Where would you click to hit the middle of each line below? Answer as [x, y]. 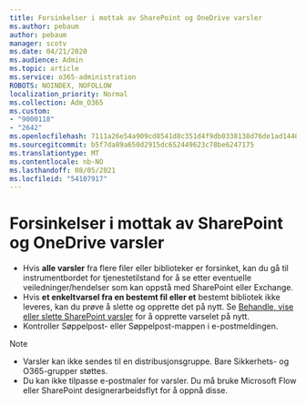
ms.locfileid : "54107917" [58, 178]
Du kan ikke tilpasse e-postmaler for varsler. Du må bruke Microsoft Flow [159, 381]
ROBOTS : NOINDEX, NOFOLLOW [61, 86]
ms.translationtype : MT [55, 153]
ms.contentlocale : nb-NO [56, 162]
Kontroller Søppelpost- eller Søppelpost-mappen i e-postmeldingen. [150, 326]
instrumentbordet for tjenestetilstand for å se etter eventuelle [137, 278]
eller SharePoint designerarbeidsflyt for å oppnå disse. [125, 390]
